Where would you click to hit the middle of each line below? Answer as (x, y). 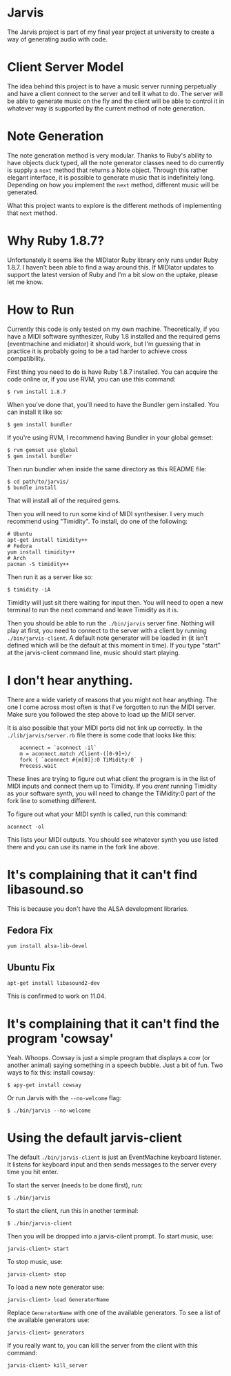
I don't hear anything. (70, 680)
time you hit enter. (33, 1172)
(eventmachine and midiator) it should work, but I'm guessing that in (104, 343)
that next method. (32, 213)
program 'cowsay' (60, 1039)
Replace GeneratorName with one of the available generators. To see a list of (114, 1313)
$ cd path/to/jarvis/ (38, 482)
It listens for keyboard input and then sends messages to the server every (112, 1165)
